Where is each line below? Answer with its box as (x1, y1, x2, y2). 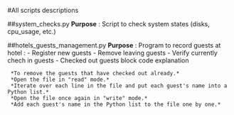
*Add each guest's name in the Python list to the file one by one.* (10, 101, 221, 108)
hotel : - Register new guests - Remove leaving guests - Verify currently (7, 49, 218, 57)
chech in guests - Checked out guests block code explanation (7, 56, 190, 65)
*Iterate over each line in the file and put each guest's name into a (10, 82, 228, 89)
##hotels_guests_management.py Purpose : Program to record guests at (7, 41, 221, 49)
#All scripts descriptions (7, 6, 79, 14)
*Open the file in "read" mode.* (10, 76, 110, 83)
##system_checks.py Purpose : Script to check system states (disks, (7, 20, 210, 28)
